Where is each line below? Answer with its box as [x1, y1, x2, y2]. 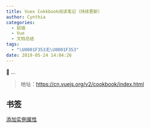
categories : [6, 19, 35, 25]
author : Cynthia [6, 14, 46, 20]
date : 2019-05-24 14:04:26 [6, 52, 72, 58]
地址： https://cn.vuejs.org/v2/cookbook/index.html [20, 80, 145, 87]
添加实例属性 [6, 116, 37, 123]
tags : [6, 42, 19, 48]
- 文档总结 [11, 36, 35, 42]
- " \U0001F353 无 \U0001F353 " [11, 47, 79, 53]
